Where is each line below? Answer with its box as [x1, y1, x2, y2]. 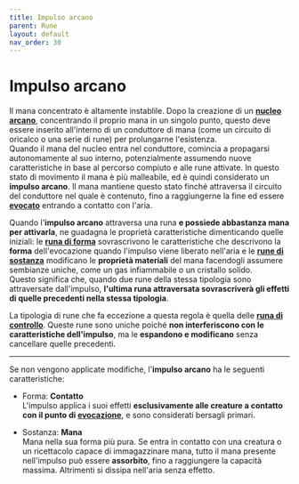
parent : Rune [9, 21, 58, 30]
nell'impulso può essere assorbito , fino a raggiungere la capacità [21, 456, 263, 466]
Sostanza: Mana [21, 427, 83, 438]
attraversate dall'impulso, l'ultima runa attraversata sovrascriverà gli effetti [9, 284, 290, 294]
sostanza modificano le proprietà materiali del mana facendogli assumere [9, 255, 283, 266]
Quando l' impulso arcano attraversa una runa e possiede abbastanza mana [9, 217, 290, 228]
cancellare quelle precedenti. [9, 339, 117, 350]
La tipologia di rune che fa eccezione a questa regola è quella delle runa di [9, 311, 283, 321]
